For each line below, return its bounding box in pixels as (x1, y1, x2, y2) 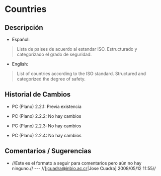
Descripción (4, 23, 43, 32)
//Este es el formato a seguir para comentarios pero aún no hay (11, 160, 142, 166)
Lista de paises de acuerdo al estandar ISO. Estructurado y (16, 46, 138, 52)
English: (11, 61, 28, 67)
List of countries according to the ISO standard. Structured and (16, 71, 146, 77)
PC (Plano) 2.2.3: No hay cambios (11, 123, 81, 129)
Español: (11, 36, 30, 42)
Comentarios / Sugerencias (4, 147, 91, 155)
